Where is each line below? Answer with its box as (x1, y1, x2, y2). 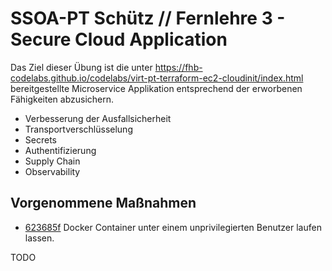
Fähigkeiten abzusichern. (10, 93, 115, 105)
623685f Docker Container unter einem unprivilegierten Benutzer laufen (24, 221, 322, 233)
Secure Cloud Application (10, 28, 228, 51)
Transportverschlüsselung (24, 123, 133, 135)
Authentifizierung (24, 144, 97, 156)
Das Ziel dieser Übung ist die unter (10, 61, 153, 73)
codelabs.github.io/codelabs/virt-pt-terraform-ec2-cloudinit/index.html (10, 72, 304, 84)
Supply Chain (24, 155, 81, 167)
